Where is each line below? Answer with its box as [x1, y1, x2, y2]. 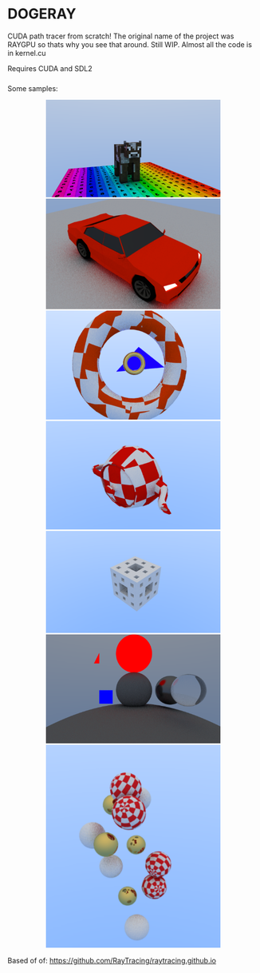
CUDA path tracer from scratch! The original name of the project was [7, 31, 234, 41]
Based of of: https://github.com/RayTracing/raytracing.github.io [7, 955, 217, 965]
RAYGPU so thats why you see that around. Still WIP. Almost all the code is [7, 39, 253, 49]
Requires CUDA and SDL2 [7, 63, 93, 73]
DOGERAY [7, 5, 77, 23]
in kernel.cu [7, 48, 46, 58]
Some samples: [7, 83, 58, 93]
